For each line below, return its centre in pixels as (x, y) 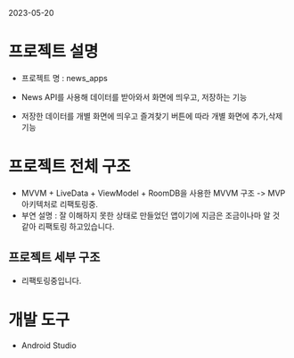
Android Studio (49, 345)
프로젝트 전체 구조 (69, 167)
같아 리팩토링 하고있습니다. (68, 226)
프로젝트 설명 (53, 52)
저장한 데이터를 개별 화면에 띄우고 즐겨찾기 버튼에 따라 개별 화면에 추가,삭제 (152, 116)
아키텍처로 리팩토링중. (60, 204)
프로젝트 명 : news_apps (64, 78)
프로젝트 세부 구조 (54, 258)
